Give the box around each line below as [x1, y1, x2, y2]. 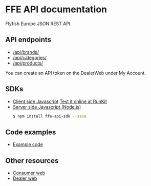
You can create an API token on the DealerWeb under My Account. [5, 70, 146, 76]
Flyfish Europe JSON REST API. [5, 20, 72, 27]
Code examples [5, 128, 56, 136]
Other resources [5, 156, 59, 165]
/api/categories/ [12, 54, 47, 60]
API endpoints [5, 35, 52, 44]
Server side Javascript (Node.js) [12, 104, 81, 110]
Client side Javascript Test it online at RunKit [12, 98, 107, 105]
